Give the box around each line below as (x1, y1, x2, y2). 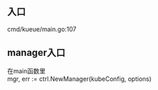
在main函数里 (7, 66, 46, 75)
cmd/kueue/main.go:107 (7, 24, 77, 33)
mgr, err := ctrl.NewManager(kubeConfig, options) (7, 75, 152, 83)
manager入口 (7, 47, 65, 59)
